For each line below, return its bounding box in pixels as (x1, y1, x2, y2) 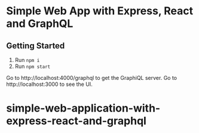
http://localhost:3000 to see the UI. (6, 81, 93, 88)
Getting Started (6, 41, 65, 51)
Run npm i (14, 57, 40, 63)
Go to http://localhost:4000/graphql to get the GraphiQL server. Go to (6, 75, 177, 81)
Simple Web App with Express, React (6, 4, 194, 18)
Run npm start (14, 63, 51, 70)
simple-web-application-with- (6, 101, 161, 115)
